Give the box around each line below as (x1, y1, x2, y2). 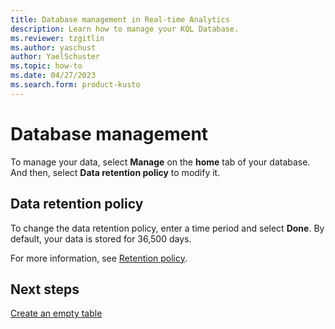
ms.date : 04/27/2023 (10, 71, 97, 81)
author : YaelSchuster (10, 52, 101, 62)
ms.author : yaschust (10, 42, 97, 53)
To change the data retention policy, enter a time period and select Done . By (10, 222, 325, 234)
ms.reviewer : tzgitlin (10, 33, 105, 43)
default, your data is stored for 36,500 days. (10, 232, 192, 245)
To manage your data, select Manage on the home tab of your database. (10, 156, 311, 168)
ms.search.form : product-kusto (10, 80, 141, 90)
